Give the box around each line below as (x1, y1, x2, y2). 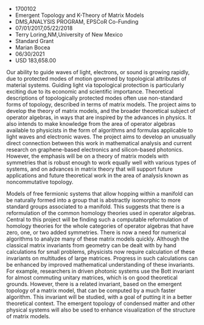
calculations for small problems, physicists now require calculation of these (6, 248, 195, 255)
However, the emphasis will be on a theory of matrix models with (6, 152, 169, 160)
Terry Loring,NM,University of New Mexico (15, 31, 123, 38)
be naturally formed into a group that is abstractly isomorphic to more (6, 197, 181, 204)
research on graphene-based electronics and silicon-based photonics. (6, 146, 184, 153)
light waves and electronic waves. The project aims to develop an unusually (6, 133, 196, 140)
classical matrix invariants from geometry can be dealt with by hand (6, 242, 177, 248)
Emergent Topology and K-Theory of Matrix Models (15, 12, 144, 19)
